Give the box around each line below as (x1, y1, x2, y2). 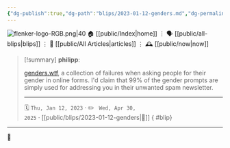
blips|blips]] (7, 39, 41, 48)
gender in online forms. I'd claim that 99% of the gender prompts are (23, 76, 218, 84)
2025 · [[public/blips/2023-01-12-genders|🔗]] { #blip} (23, 113, 172, 121)
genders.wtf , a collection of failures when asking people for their (23, 69, 207, 77)
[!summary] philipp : (23, 56, 81, 64)
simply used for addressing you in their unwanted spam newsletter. (23, 83, 214, 91)
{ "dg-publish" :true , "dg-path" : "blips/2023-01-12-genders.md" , (7, 10, 188, 17)
